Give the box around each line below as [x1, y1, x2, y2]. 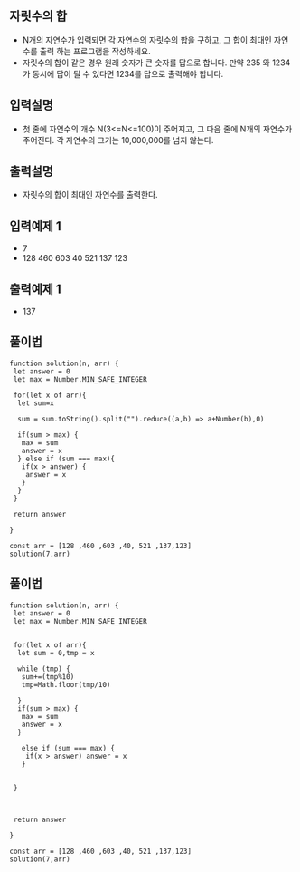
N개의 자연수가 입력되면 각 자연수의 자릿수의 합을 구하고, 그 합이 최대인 [22, 34, 273, 45]
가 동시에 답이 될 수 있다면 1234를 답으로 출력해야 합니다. [22, 68, 224, 79]
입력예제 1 [9, 218, 61, 234]
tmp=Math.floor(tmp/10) [21, 680, 111, 689]
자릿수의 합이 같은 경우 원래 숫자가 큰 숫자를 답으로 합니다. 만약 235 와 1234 [22, 57, 291, 68]
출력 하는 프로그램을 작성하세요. [39, 45, 151, 56]
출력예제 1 [9, 281, 61, 296]
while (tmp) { [17, 664, 70, 673]
